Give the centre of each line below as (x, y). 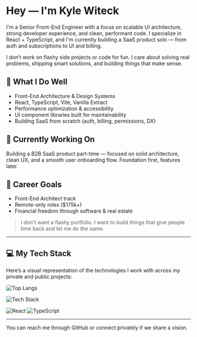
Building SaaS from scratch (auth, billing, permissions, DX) (85, 121)
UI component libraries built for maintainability (70, 114)
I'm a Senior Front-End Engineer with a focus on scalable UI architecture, (94, 27)
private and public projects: (39, 277)
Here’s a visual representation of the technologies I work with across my (93, 271)
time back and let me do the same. (62, 229)
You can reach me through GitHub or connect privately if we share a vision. (97, 328)
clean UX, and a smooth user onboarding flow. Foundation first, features (93, 160)
